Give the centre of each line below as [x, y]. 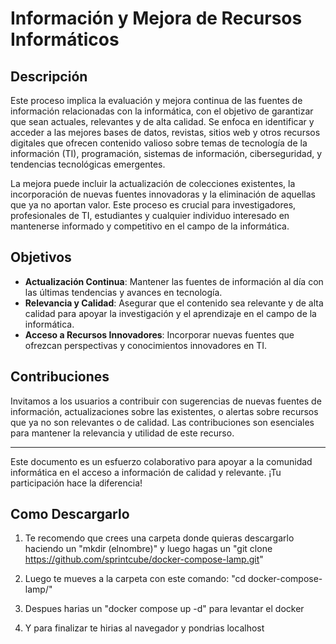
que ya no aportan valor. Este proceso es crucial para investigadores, [153, 205]
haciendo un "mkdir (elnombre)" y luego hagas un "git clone [148, 549]
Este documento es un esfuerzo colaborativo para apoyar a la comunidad [161, 461]
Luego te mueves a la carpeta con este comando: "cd [135, 579]
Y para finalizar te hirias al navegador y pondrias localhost [144, 628]
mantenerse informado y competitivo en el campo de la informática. [150, 226]
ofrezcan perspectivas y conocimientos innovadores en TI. [146, 345]
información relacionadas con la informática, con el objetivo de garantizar [162, 111]
